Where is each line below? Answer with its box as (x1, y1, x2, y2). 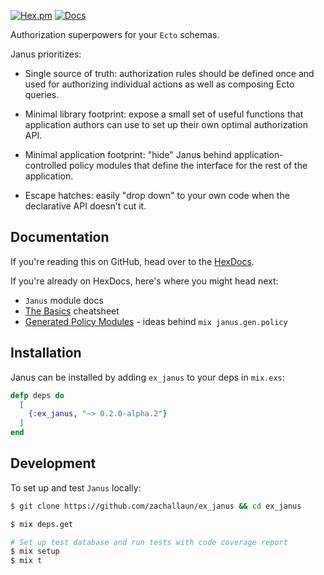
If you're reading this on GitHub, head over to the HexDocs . (10, 255, 255, 267)
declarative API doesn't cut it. (24, 200, 147, 212)
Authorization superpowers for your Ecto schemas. (10, 29, 220, 40)
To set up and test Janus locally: (10, 481, 142, 494)
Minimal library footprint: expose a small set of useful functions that (24, 108, 304, 120)
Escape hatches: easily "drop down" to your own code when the (24, 190, 290, 201)
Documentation (10, 229, 110, 246)
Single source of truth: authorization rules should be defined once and (24, 68, 315, 79)
